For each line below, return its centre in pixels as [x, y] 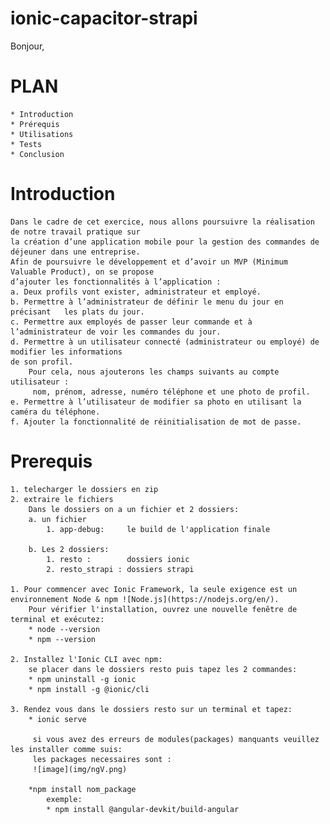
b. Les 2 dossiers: [69, 549]
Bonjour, [27, 46]
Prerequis [51, 461]
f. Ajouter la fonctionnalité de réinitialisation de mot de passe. [156, 422]
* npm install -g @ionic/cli [89, 689]
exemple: [64, 799]
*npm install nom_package [82, 789]
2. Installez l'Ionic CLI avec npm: [86, 659]
